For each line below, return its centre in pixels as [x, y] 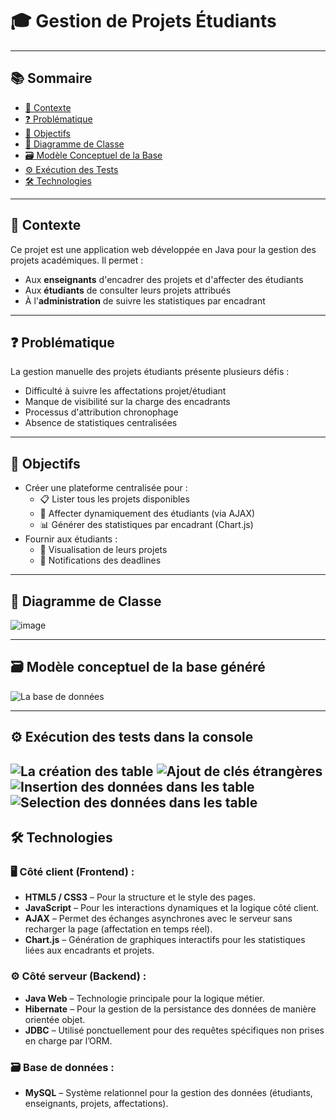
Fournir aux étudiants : [71, 539]
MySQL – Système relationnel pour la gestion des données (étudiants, [168, 1092]
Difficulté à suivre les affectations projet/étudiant [125, 391]
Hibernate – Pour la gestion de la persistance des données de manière [170, 1009]
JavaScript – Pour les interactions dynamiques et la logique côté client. [172, 908]
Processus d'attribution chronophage [101, 412]
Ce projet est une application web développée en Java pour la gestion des [163, 249]
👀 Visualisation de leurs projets [103, 550]
